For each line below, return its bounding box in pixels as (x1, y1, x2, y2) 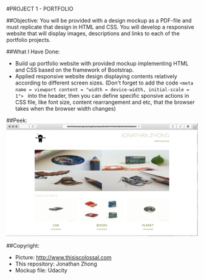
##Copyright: (6, 242, 39, 250)
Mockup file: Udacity (15, 267, 68, 274)
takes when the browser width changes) (15, 105, 117, 112)
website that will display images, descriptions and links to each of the (6, 30, 180, 37)
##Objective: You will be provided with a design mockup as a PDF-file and (6, 17, 192, 24)
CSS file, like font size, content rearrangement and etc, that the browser (15, 98, 195, 106)
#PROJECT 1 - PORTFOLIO (6, 5, 74, 12)
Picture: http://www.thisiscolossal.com (15, 254, 112, 261)
